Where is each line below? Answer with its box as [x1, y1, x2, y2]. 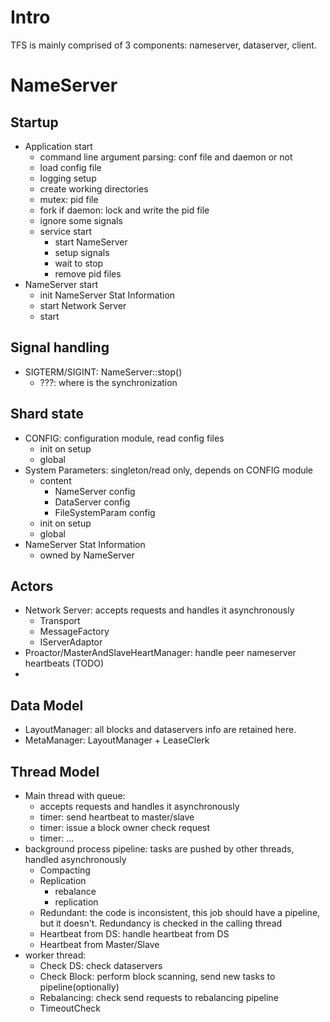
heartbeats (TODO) [24, 657, 105, 670]
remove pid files [54, 267, 122, 280]
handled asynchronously [24, 854, 127, 865]
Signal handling [10, 339, 110, 356]
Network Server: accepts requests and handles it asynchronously [24, 604, 295, 616]
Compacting [39, 864, 91, 876]
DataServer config [54, 496, 131, 508]
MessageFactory [39, 626, 110, 638]
